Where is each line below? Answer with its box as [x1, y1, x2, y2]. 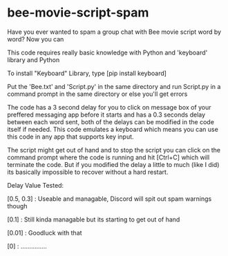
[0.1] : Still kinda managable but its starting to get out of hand [7, 215, 180, 224]
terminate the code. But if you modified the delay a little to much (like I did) [7, 160, 220, 168]
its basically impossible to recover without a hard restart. [7, 168, 169, 176]
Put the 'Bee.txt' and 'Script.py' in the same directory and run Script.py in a [7, 82, 221, 90]
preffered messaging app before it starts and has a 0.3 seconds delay [7, 110, 206, 119]
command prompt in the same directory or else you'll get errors [7, 90, 188, 98]
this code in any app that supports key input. [7, 132, 134, 141]
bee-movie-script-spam [7, 5, 149, 21]
